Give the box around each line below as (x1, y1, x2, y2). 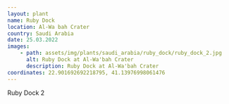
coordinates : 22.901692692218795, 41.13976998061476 (7, 69, 166, 76)
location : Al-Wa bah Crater (7, 23, 90, 30)
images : (7, 43, 30, 50)
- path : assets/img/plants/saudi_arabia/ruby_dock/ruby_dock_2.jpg (20, 50, 222, 57)
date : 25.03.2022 (7, 37, 58, 44)
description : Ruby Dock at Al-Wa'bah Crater (25, 63, 159, 70)
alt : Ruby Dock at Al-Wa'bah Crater (25, 56, 134, 63)
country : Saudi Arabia (7, 30, 74, 37)
